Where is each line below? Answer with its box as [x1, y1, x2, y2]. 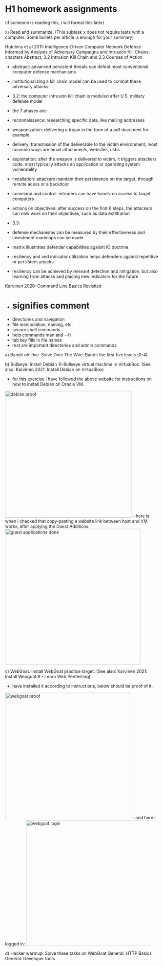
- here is [132, 513, 150, 519]
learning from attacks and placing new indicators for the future [12, 273, 139, 279]
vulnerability [12, 166, 38, 172]
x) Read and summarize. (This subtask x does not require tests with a [5, 29, 144, 35]
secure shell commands [12, 326, 61, 332]
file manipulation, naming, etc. [12, 322, 73, 327]
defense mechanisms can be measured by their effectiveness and [12, 229, 145, 235]
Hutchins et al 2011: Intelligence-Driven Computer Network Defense [5, 44, 142, 49]
